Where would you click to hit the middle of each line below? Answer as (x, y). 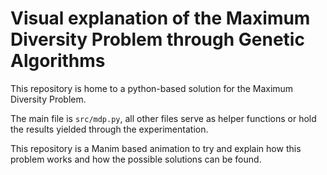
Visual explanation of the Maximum (160, 18)
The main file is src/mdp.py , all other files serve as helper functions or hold (163, 118)
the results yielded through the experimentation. (109, 129)
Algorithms (58, 61)
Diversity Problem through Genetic (157, 39)
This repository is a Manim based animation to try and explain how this (156, 148)
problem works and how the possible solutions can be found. (136, 159)
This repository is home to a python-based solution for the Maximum (152, 88)
